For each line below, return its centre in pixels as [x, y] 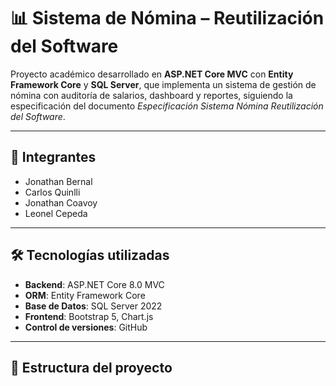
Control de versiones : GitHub [86, 327]
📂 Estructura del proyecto [91, 367]
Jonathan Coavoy [61, 202]
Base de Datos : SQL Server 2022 [93, 306]
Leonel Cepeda [56, 213]
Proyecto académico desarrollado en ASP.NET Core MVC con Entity [152, 74]
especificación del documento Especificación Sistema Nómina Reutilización [167, 106]
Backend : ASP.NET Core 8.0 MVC [94, 284]
